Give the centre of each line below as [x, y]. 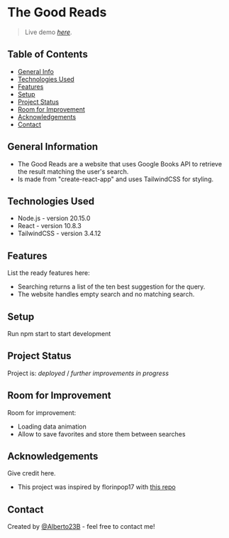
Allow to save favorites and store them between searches [101, 434]
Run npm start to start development [59, 334]
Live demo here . [48, 32]
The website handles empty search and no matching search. [106, 294]
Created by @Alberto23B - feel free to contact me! [81, 527]
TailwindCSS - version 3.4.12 [59, 233]
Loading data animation [52, 426]
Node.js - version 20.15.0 [54, 218]
